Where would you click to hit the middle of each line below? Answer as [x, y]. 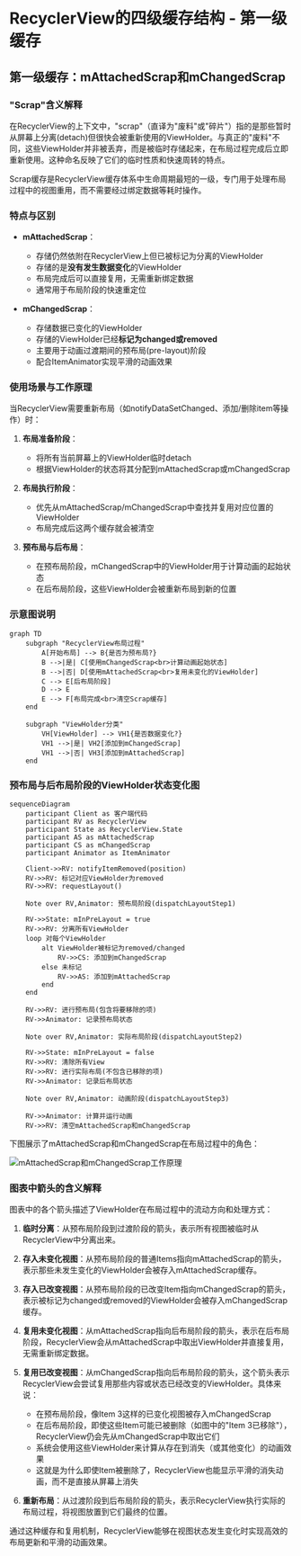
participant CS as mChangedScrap [88, 845]
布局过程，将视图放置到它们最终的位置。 [97, 1512]
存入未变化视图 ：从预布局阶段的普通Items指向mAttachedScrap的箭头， [154, 1259]
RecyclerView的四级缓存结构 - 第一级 [148, 18]
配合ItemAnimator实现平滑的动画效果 [104, 362]
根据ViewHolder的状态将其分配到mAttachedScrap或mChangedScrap [163, 469]
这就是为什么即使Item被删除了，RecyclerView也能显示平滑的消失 [155, 1471]
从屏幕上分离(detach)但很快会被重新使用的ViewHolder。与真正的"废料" [141, 137]
